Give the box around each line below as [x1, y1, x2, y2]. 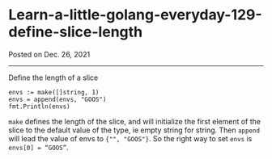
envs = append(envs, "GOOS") [8, 95, 107, 103]
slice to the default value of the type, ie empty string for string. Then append [8, 125, 261, 135]
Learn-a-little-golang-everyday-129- [8, 6, 262, 24]
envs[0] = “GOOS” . [8, 142, 69, 152]
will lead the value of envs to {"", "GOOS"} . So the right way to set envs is [8, 133, 253, 143]
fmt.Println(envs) [8, 103, 70, 111]
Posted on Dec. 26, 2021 [8, 49, 91, 59]
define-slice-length [8, 23, 143, 41]
